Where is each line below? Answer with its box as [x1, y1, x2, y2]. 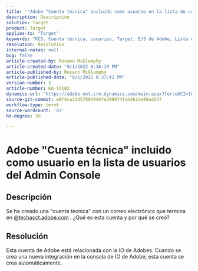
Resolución [6, 231, 48, 241]
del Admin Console [6, 169, 101, 182]
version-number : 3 [6, 80, 51, 86]
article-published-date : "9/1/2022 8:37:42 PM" [6, 74, 126, 80]
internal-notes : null [6, 47, 60, 53]
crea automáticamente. [6, 259, 62, 266]
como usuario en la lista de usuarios [6, 156, 186, 169]
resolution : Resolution [6, 42, 65, 48]
